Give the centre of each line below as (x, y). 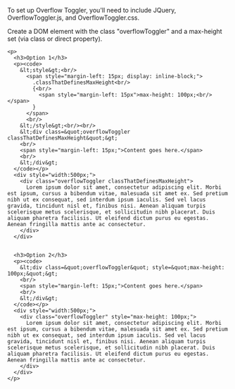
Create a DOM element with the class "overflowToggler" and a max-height (115, 31)
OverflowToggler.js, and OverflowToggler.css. (74, 18)
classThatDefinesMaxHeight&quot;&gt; (63, 138)
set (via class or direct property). (55, 39)
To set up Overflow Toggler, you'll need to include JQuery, (92, 10)
